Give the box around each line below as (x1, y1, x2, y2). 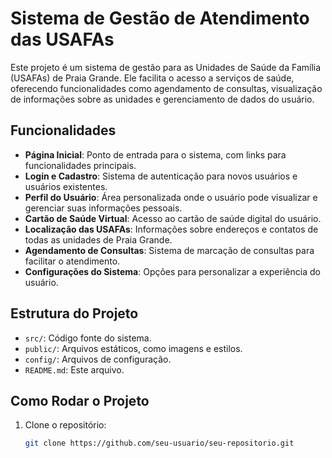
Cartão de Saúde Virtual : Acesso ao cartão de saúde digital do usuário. (24, 212, 322, 224)
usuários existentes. (24, 180, 108, 192)
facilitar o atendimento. (24, 255, 121, 267)
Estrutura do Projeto (10, 305, 139, 322)
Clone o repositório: (24, 419, 107, 431)
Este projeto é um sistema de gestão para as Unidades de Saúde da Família (10, 61, 322, 73)
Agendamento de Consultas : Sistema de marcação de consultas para (24, 244, 315, 256)
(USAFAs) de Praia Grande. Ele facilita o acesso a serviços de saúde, (10, 72, 295, 84)
